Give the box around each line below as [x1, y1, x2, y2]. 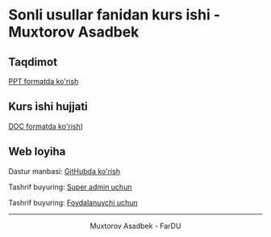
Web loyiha [8, 145, 66, 159]
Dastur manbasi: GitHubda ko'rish [8, 166, 121, 176]
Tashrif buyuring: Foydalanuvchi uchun [8, 197, 139, 207]
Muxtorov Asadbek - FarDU [90, 221, 181, 231]
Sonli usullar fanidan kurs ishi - [8, 6, 220, 24]
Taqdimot [8, 55, 58, 69]
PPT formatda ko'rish [8, 77, 79, 86]
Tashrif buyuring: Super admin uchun [8, 182, 132, 192]
